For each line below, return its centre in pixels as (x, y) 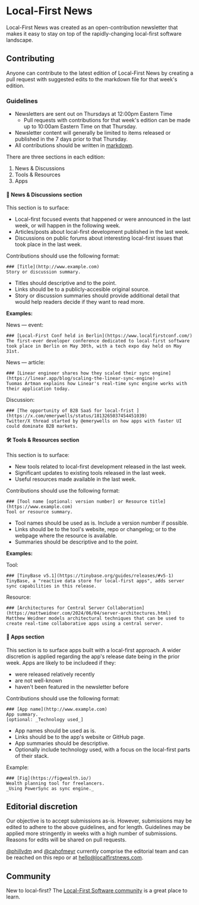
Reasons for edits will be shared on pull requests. (66, 840)
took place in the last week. (48, 244)
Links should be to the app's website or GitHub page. (80, 736)
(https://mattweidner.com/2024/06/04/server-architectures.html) (89, 613)
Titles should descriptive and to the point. (66, 283)
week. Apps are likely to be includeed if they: (61, 662)
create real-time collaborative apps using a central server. (85, 624)
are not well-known (38, 680)
